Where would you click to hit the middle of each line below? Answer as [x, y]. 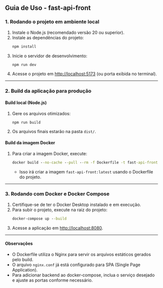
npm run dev [24, 65]
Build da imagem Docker [30, 143]
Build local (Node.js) [26, 102]
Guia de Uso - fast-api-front [48, 8]
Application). [25, 270]
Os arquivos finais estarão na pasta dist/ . [54, 132]
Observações [19, 244]
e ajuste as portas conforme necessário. [52, 280]
